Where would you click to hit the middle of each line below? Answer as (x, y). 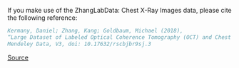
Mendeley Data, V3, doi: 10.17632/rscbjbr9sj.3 (80, 44)
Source (18, 57)
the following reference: (42, 18)
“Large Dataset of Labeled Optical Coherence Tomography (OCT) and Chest (119, 37)
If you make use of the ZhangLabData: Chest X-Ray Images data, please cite (119, 10)
